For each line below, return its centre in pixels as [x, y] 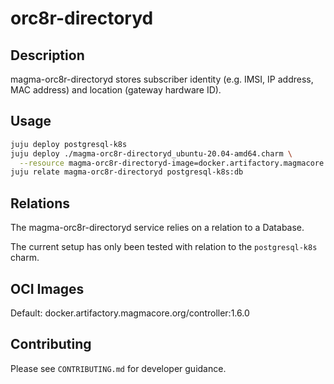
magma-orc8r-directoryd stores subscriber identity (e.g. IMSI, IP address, [162, 79]
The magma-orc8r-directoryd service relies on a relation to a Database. [157, 228]
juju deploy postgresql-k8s [69, 144]
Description [47, 55]
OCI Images [47, 288]
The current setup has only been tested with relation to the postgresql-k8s [164, 247]
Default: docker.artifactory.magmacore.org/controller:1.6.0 [130, 313]
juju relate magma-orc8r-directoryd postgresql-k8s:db [127, 172]
